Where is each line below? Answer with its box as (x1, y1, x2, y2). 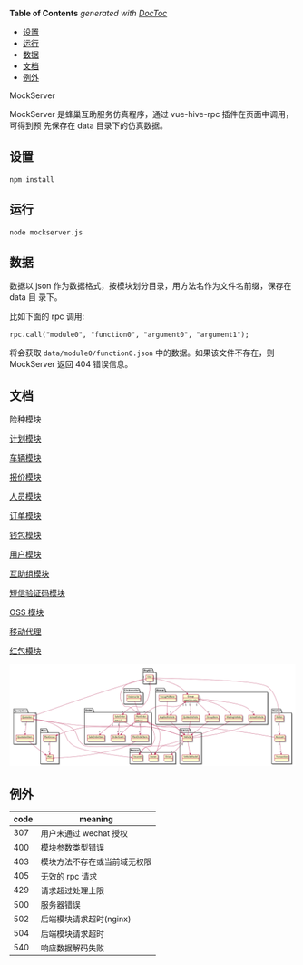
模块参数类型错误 (40, 842, 104, 853)
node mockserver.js (9, 227, 83, 237)
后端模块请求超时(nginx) (40, 913, 132, 925)
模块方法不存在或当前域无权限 (40, 856, 152, 867)
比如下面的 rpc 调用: (9, 311, 84, 322)
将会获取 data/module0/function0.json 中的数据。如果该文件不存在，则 (9, 347, 275, 358)
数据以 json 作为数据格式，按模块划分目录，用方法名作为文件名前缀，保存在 (9, 281, 292, 292)
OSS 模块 (9, 607, 44, 618)
